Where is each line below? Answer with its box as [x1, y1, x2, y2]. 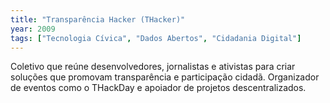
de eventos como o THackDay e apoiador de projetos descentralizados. [10, 82, 307, 94]
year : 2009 [10, 24, 56, 34]
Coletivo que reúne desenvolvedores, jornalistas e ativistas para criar [10, 61, 296, 73]
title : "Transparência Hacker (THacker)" [10, 14, 186, 25]
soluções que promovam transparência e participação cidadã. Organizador [10, 71, 320, 83]
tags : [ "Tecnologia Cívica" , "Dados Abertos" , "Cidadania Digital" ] [10, 33, 302, 43]
